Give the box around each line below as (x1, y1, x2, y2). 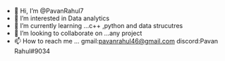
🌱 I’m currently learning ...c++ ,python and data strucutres (13, 22, 183, 29)
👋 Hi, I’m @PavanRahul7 (13, 7, 84, 15)
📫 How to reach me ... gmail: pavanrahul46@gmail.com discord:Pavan (13, 37, 219, 45)
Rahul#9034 (13, 47, 51, 55)
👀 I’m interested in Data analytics (13, 14, 110, 22)
